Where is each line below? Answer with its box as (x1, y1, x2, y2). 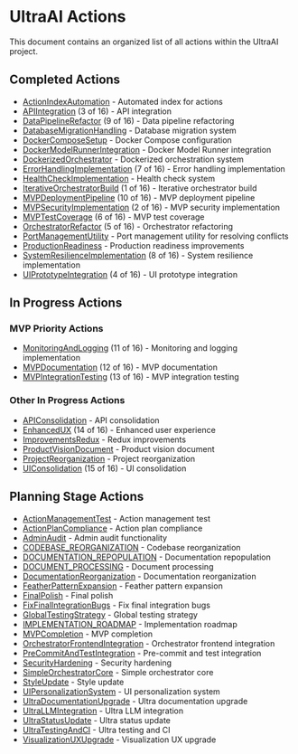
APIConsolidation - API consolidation (22, 414, 160, 426)
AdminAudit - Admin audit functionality (22, 532, 168, 543)
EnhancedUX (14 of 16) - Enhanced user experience (22, 424, 217, 435)
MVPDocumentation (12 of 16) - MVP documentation (22, 362, 219, 372)
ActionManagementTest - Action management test (22, 513, 210, 523)
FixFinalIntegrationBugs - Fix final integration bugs (22, 599, 210, 610)
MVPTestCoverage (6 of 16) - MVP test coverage (22, 211, 205, 222)
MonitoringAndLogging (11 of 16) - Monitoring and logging (22, 343, 237, 353)
